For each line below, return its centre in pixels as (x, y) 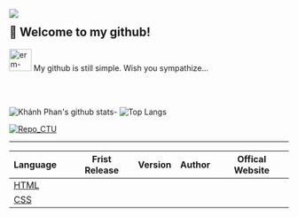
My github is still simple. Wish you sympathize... (121, 68)
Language (35, 165)
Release (102, 170)
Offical (252, 159)
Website (252, 170)
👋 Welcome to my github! (80, 32)
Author (196, 165)
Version (155, 165)
